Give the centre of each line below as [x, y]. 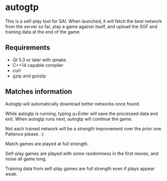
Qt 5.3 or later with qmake [39, 60]
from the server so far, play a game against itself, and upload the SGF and [81, 26]
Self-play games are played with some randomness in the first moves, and [82, 153]
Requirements [28, 48]
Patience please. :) [25, 134]
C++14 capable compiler [38, 65]
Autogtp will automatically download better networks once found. [73, 104]
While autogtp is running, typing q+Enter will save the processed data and [81, 113]
